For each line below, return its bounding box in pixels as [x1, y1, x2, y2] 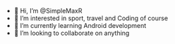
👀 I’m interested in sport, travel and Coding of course [13, 14, 168, 22]
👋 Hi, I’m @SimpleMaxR [13, 7, 83, 15]
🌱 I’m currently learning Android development [13, 22, 147, 29]
